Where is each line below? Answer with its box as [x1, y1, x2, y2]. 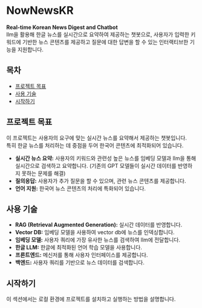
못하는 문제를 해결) [21, 170, 66, 177]
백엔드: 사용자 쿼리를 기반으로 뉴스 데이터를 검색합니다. [15, 259, 145, 266]
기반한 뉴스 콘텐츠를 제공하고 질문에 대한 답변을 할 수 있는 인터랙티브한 [22, 38, 189, 45]
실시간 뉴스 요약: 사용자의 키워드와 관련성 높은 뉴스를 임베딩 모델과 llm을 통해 [15, 155, 197, 162]
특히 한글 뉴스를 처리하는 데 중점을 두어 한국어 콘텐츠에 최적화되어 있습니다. [6, 141, 184, 149]
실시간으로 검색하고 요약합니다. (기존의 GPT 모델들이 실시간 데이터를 [15, 162, 177, 169]
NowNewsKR [6, 4, 74, 18]
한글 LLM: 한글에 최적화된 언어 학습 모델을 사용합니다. [15, 244, 142, 251]
